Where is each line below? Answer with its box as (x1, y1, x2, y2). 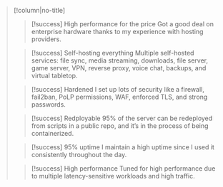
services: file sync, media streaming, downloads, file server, (31, 56, 209, 65)
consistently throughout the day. (31, 151, 127, 159)
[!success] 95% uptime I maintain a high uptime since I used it (31, 143, 215, 151)
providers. (31, 35, 62, 43)
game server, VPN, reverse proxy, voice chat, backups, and (31, 64, 207, 72)
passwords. (31, 100, 66, 109)
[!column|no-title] (13, 6, 66, 14)
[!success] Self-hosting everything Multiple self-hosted (31, 49, 194, 57)
